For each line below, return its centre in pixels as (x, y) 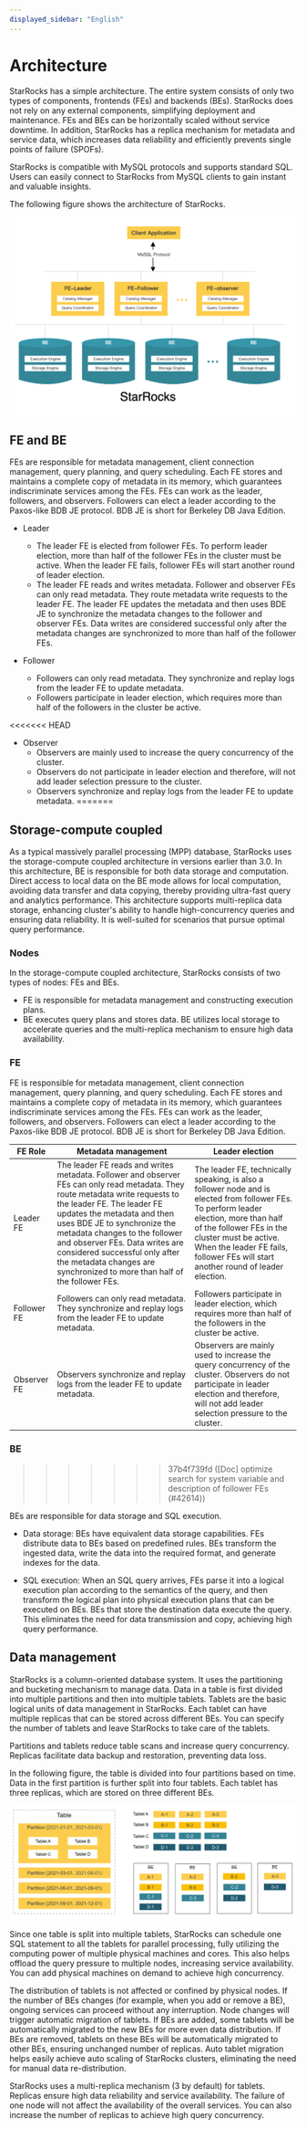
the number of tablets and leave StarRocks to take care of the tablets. (140, 1728)
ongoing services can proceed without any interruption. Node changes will (149, 2009)
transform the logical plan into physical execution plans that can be (148, 1599)
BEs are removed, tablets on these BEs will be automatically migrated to (144, 2039)
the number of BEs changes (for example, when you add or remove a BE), (148, 2000)
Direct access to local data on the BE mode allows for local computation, (145, 881)
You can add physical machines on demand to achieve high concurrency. (147, 1973)
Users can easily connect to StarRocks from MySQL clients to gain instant (148, 176)
